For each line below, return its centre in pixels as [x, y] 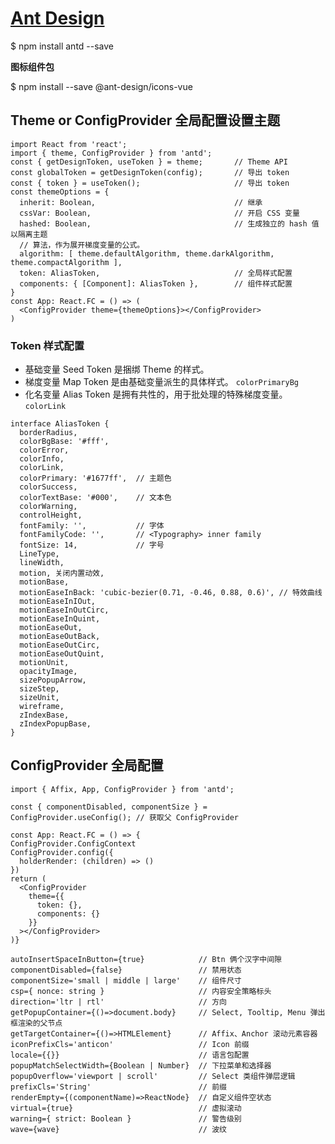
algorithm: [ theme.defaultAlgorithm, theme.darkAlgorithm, [147, 253]
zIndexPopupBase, [55, 724]
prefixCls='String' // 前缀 [118, 1087]
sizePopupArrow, [53, 680]
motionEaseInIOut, [58, 602]
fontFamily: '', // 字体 [92, 526]
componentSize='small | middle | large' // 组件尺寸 [126, 980]
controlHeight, [51, 515]
